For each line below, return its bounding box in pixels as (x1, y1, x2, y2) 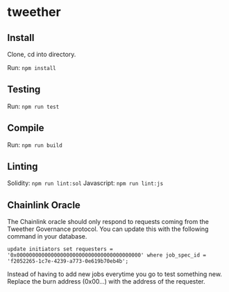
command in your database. (7, 232, 87, 241)
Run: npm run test (7, 102, 60, 110)
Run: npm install (7, 64, 57, 71)
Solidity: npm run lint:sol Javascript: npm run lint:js (7, 179, 164, 187)
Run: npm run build (7, 140, 62, 149)
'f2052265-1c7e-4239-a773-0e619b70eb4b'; (7, 258, 129, 265)
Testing (7, 84, 41, 96)
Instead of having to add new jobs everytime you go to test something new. (7, 270, 222, 278)
